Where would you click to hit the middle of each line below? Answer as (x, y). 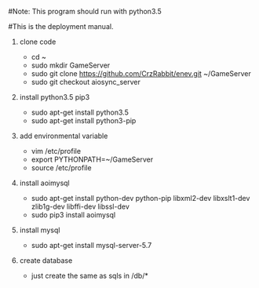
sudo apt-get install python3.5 (80, 112)
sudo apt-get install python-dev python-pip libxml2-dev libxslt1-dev (140, 198)
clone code (38, 42)
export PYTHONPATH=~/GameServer (92, 159)
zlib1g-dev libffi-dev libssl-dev (80, 206)
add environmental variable (64, 136)
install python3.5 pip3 (55, 97)
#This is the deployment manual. (61, 26)
